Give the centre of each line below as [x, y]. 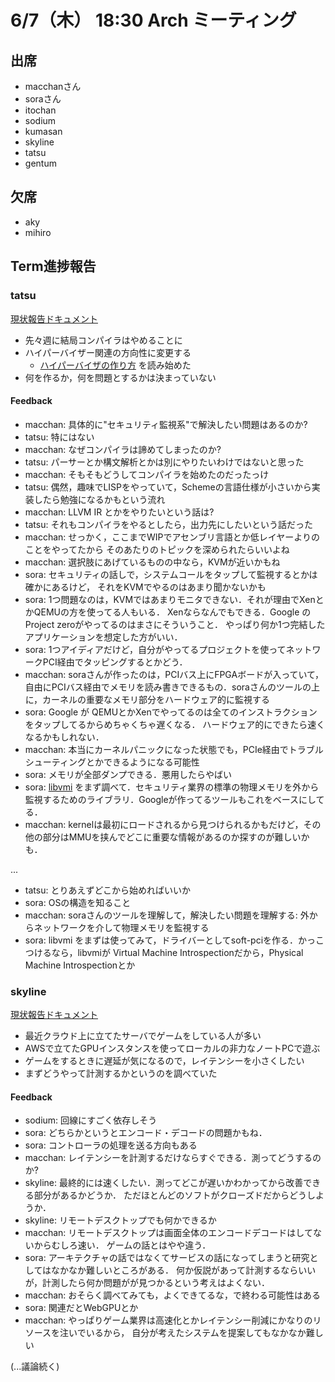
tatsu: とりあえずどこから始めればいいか [107, 890]
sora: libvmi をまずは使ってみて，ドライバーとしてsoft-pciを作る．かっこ [174, 940]
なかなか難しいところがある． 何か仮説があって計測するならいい [184, 1270]
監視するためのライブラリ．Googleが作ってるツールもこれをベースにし [170, 799]
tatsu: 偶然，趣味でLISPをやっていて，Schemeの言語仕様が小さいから [168, 487]
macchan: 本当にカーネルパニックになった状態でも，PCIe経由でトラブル [174, 749]
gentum [40, 163]
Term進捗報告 [53, 266]
